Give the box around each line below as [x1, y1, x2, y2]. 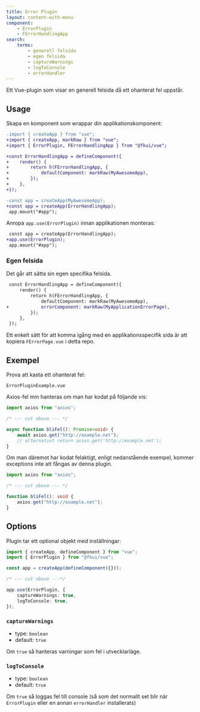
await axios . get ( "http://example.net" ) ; [17, 432, 119, 438]
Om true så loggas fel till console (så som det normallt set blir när [6, 693, 168, 700]
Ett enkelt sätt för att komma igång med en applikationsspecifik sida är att [6, 331, 187, 339]
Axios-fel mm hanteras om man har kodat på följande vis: [6, 393, 148, 400]
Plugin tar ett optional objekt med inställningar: [6, 537, 122, 544]
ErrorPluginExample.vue [6, 383, 66, 389]
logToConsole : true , [17, 598, 68, 604]
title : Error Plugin [6, 8, 58, 15]
